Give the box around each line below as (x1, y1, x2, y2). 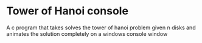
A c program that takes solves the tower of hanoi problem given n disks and (6, 24, 196, 31)
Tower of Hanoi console (6, 4, 129, 18)
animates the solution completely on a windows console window (6, 30, 168, 37)
